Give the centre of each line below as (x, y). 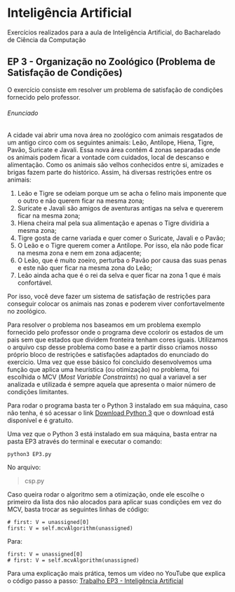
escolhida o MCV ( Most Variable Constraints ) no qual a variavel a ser (107, 377)
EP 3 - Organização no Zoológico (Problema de (112, 62)
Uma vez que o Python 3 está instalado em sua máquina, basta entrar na (112, 433)
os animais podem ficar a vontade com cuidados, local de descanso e (108, 157)
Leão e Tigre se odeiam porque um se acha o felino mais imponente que (122, 193)
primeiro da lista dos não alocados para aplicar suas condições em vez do (115, 502)
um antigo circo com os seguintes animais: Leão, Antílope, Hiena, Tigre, (111, 142)
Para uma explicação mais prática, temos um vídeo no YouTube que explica (116, 573)
